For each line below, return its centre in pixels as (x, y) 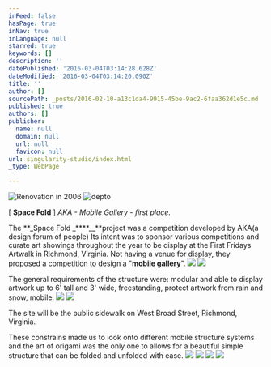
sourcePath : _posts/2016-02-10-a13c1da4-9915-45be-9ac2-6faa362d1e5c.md (133, 99)
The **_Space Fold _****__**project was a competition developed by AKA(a (133, 228)
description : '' (36, 62)
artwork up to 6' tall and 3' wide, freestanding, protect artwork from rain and (136, 288)
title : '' (25, 83)
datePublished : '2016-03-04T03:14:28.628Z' (83, 69)
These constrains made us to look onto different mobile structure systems (131, 338)
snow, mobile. (32, 297)
